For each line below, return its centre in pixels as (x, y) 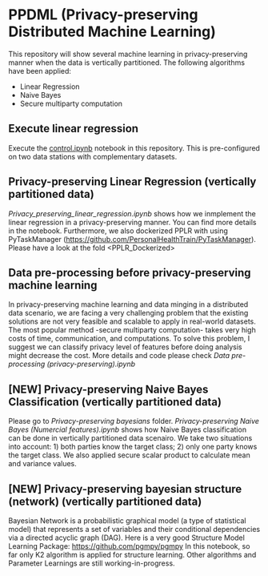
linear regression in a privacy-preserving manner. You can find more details (132, 222)
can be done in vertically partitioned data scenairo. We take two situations (130, 438)
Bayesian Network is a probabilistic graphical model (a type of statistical (127, 521)
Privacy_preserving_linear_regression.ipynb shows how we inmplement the (132, 213)
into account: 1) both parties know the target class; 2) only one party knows (133, 447)
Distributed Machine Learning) (112, 32)
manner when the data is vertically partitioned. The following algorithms (127, 62)
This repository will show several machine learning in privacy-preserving (128, 54)
